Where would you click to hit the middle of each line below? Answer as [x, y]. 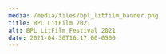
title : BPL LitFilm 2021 [49, 23]
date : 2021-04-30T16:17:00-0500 [62, 38]
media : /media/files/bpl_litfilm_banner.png [83, 15]
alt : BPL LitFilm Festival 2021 [62, 30]
